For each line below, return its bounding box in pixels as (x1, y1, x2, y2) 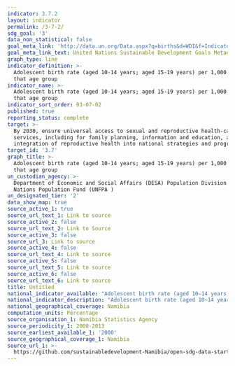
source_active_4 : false (7, 244, 77, 252)
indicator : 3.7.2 (7, 10, 58, 17)
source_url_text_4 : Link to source (7, 251, 111, 258)
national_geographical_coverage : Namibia (7, 303, 130, 310)
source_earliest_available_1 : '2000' (7, 329, 117, 336)
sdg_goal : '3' (7, 29, 49, 37)
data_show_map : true (7, 199, 68, 206)
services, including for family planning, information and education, (13, 134, 224, 141)
